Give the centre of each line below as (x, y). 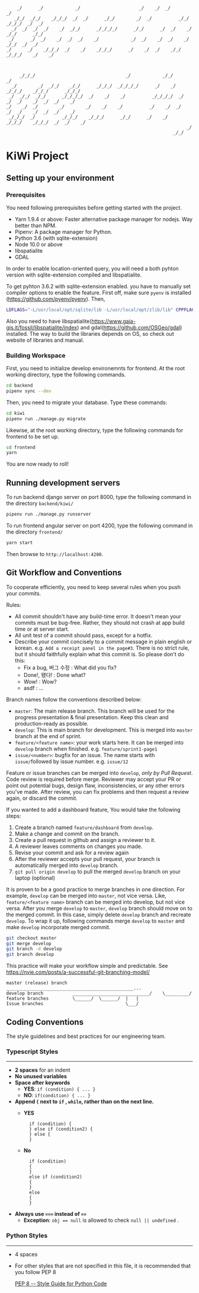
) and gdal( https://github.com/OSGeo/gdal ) (129, 327)
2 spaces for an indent (42, 1070)
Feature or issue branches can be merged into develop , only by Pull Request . (99, 773)
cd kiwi (16, 413)
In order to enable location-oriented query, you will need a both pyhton (92, 268)
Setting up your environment (60, 178)
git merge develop (29, 943)
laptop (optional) (35, 878)
